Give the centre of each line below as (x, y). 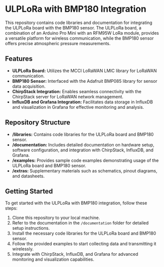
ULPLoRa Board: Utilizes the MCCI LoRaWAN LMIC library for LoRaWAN (84, 71)
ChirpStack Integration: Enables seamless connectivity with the (77, 91)
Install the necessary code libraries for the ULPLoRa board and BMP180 (84, 233)
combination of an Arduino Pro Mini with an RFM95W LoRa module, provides (82, 33)
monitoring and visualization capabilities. (53, 259)
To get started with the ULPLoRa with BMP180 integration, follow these (76, 203)
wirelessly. (23, 249)
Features (19, 59)
